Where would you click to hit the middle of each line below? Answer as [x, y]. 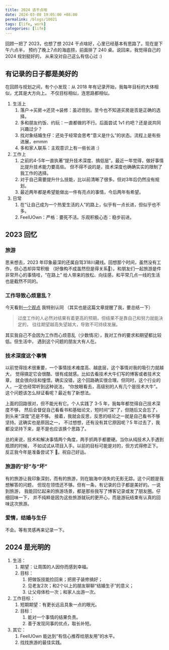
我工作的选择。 [35, 173]
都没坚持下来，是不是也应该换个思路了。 [47, 429]
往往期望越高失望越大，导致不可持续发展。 [76, 324]
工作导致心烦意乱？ [28, 296]
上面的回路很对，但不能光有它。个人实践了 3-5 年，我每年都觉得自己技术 [81, 403]
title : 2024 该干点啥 [26, 10]
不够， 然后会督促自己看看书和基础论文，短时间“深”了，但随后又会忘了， [85, 410]
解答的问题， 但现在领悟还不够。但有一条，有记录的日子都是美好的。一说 [85, 485]
